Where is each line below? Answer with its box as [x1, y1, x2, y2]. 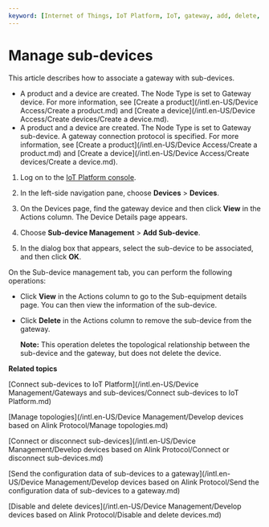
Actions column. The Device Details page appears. [19, 212, 188, 222]
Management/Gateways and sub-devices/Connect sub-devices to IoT [8, 387, 239, 398]
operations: [8, 276, 47, 285]
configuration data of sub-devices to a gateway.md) [8, 485, 181, 495]
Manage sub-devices [8, 46, 153, 64]
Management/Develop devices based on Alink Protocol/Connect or [8, 444, 230, 454]
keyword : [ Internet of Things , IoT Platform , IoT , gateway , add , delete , [8, 11, 261, 20]
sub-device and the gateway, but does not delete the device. [19, 348, 222, 357]
